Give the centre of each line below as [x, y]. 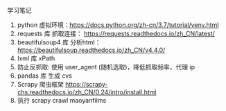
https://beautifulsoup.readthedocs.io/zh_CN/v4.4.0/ [91, 50]
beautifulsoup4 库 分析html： [59, 42]
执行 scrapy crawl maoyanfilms [62, 100]
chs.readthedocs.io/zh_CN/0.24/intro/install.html [87, 92]
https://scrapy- [87, 84]
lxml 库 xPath [36, 58]
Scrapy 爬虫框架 [41, 84]
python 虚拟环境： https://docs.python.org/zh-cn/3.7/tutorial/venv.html [118, 25]
